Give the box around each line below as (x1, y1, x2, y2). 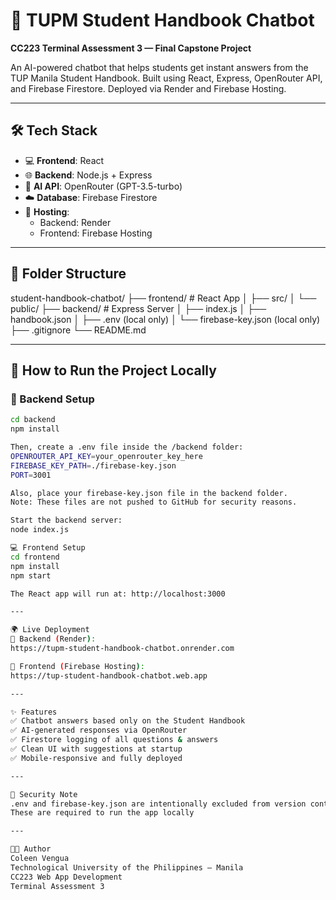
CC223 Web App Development (10, 872, 123, 882)
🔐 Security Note (10, 789, 78, 799)
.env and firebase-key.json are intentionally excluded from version (10, 799, 307, 809)
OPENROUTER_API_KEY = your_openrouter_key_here (10, 451, 203, 461)
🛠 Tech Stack (10, 122, 98, 139)
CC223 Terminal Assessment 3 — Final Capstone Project (10, 42, 252, 54)
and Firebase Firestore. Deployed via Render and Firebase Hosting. (10, 82, 287, 94)
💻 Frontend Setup (10, 543, 86, 553)
